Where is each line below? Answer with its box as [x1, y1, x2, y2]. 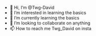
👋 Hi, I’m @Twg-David [9, 5, 55, 10]
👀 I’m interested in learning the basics [9, 10, 87, 16]
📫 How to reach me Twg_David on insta [9, 26, 92, 31]
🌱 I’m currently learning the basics [9, 15, 80, 20]
